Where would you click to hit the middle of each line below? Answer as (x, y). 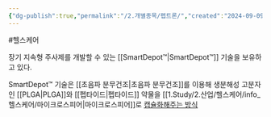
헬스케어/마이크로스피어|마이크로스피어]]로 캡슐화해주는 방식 (103, 104)
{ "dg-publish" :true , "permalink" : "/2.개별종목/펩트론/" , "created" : (116, 16)
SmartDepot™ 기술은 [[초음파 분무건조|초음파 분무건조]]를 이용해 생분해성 (124, 84)
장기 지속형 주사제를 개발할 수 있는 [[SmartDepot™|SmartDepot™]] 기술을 (124, 56)
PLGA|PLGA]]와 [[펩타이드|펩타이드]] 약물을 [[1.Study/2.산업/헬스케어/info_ (141, 94)
